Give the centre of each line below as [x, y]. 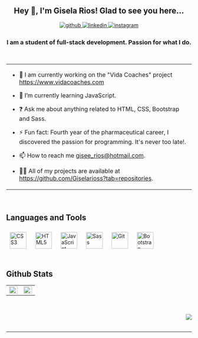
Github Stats [29, 274]
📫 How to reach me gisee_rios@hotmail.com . [82, 156]
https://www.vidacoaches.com [62, 82]
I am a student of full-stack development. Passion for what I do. [99, 42]
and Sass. [33, 119]
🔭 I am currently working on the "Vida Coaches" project [96, 75]
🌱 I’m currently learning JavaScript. [68, 96]
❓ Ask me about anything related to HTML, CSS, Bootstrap [99, 109]
